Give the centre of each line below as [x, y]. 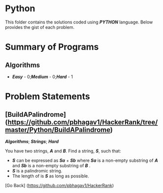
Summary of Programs [52, 47]
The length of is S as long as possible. [51, 176]
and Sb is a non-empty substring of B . [51, 165]
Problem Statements [48, 96]
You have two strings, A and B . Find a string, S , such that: [63, 151]
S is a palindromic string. [37, 171]
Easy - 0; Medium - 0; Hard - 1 [43, 77]
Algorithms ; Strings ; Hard [32, 141]
